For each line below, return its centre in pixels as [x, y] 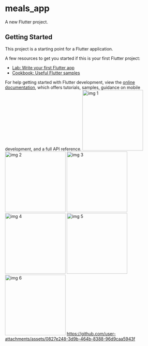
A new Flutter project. [27, 22]
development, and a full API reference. [43, 149]
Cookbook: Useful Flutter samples [46, 73]
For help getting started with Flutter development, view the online [70, 82]
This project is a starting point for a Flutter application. [59, 49]
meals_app [27, 8]
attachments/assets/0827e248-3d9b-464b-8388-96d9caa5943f [70, 339]
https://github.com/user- [91, 333]
